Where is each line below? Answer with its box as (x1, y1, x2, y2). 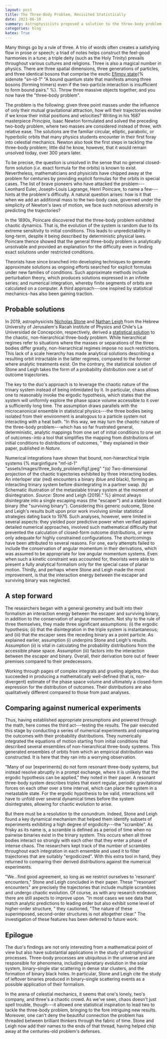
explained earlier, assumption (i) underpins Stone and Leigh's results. (5, 637, 148, 643)
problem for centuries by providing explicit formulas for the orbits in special (5, 176, 160, 181)
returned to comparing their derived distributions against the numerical (5, 859, 151, 865)
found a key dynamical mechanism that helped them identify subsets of (5, 816, 152, 822)
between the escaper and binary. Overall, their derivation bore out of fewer (5, 653, 160, 659)
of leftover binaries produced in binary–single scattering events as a (5, 976, 145, 982)
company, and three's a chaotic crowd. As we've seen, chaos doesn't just (5, 996, 157, 1002)
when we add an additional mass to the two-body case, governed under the (5, 197, 161, 203)
